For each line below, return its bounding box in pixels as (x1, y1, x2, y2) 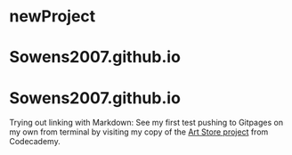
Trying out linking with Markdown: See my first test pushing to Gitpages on (9, 118, 283, 128)
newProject (9, 6, 96, 27)
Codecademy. (9, 136, 61, 147)
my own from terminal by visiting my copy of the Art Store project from (9, 126, 269, 137)
